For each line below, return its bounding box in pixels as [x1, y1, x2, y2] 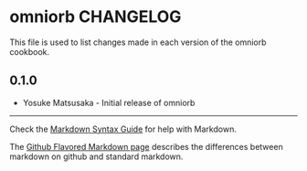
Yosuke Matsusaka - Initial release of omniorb [22, 97, 196, 108]
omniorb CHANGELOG [9, 6, 182, 27]
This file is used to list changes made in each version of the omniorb [9, 37, 267, 48]
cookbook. [9, 46, 50, 57]
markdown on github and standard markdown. [9, 151, 184, 162]
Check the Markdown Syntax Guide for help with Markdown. [9, 123, 238, 134]
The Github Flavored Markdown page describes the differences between [9, 141, 283, 152]
